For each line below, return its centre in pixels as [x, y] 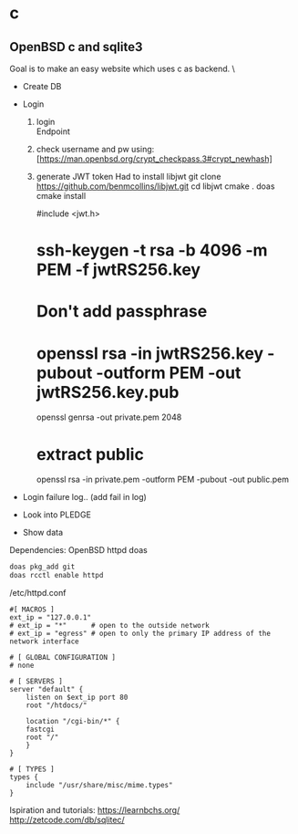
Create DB [42, 86]
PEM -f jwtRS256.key [118, 270]
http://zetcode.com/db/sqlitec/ [67, 820]
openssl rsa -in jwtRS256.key [150, 353]
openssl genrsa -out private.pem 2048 [109, 417]
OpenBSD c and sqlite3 [76, 47]
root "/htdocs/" [57, 705]
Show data [43, 533]
